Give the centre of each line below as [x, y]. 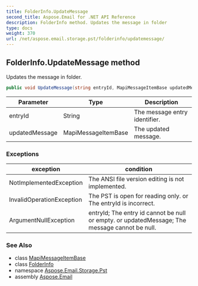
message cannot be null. [122, 227]
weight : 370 [21, 34]
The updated [152, 129]
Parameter [33, 102]
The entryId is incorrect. [121, 203]
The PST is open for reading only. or [138, 196]
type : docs [19, 28]
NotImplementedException [46, 182]
